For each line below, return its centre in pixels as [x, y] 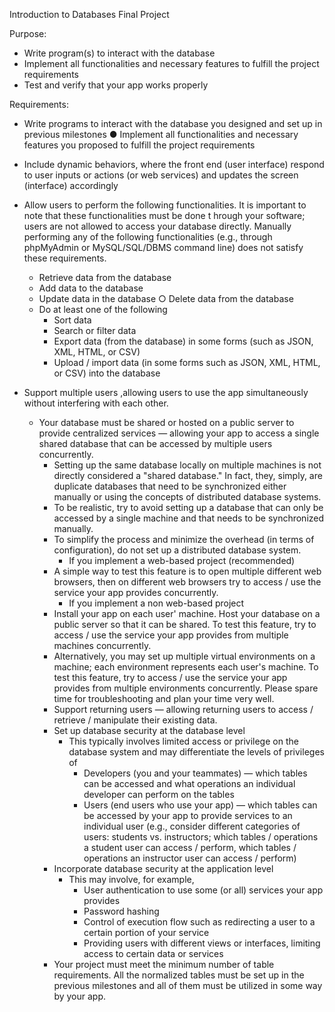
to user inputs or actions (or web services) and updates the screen [161, 175]
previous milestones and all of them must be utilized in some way [188, 985]
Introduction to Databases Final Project [89, 14]
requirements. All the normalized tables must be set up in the [179, 975]
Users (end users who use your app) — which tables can [200, 805]
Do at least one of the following [103, 309]
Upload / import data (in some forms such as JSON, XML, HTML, [187, 362]
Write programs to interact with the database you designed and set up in [173, 123]
